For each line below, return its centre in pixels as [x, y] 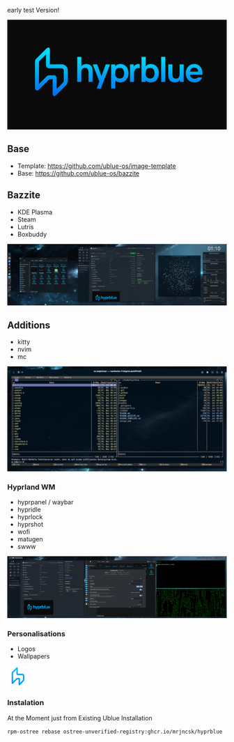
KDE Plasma [35, 212]
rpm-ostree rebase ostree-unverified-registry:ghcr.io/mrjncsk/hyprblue [115, 732]
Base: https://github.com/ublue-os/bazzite [78, 173]
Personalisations [37, 633]
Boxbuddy [32, 234]
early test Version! [33, 10]
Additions [29, 325]
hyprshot [30, 525]
